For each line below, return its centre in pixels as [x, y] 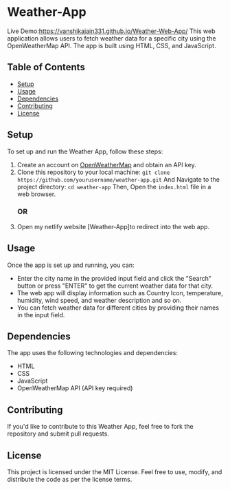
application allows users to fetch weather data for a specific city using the [112, 38]
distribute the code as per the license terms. [70, 480]
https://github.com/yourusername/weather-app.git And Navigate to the [118, 179]
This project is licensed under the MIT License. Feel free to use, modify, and [115, 472]
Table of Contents [46, 67]
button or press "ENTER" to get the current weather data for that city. [115, 286]
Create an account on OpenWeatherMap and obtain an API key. [107, 164]
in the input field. [41, 315]
